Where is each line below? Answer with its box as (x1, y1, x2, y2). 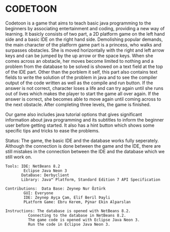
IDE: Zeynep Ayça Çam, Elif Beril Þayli (23, 195, 110, 200)
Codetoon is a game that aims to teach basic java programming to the (5, 20, 151, 26)
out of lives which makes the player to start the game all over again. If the (5, 90, 159, 97)
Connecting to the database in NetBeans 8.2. (27, 213, 126, 218)
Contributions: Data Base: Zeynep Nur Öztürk (5, 186, 106, 191)
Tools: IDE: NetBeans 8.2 (5, 164, 60, 169)
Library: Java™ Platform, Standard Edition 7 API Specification (21, 177, 160, 182)
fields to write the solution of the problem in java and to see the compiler (5, 74, 158, 80)
